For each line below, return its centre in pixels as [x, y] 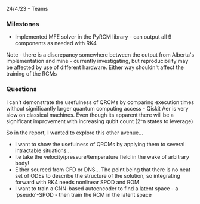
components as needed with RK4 [56, 43]
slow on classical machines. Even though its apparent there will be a [90, 115]
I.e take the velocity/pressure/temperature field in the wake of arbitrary [102, 156]
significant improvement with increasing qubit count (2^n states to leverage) [100, 121]
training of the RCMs [32, 74]
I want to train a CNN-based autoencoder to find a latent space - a [96, 188]
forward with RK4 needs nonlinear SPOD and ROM [77, 182]
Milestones [23, 24]
